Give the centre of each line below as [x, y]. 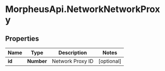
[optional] [110, 61]
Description [73, 53]
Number [37, 61]
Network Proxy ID [73, 61]
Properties [22, 39]
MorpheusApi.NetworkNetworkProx [82, 9]
